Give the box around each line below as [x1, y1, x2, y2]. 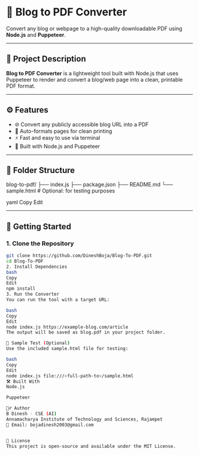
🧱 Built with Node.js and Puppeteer [14, 142, 101, 150]
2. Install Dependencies [6, 264, 68, 270]
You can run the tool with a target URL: [6, 297, 110, 303]
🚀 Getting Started [6, 222, 72, 232]
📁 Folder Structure [6, 165, 75, 175]
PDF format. [6, 82, 36, 89]
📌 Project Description [6, 54, 86, 64]
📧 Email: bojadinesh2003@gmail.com [6, 422, 94, 428]
